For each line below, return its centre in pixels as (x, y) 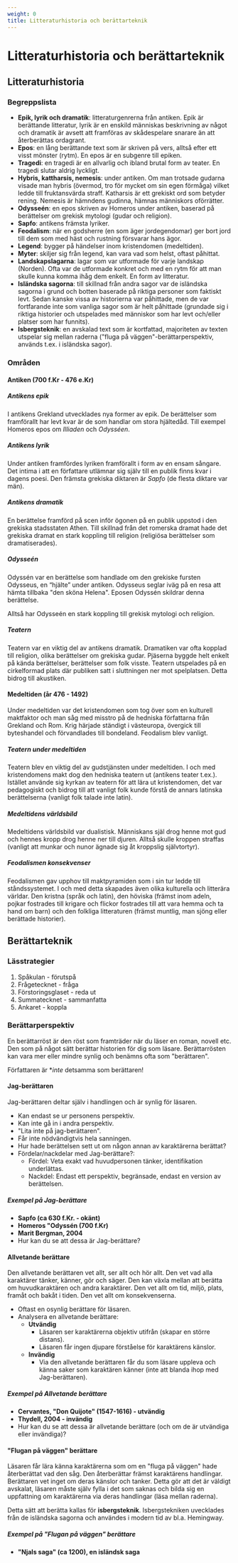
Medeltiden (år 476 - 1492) (48, 694)
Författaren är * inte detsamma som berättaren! (76, 1070)
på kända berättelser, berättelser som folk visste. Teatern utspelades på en (117, 663)
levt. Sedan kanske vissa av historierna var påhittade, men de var (113, 299)
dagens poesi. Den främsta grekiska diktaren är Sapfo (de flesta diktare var (118, 478)
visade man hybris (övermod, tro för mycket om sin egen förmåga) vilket (123, 186)
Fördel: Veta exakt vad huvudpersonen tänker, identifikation (115, 1161)
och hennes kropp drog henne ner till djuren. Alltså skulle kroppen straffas (116, 839)
